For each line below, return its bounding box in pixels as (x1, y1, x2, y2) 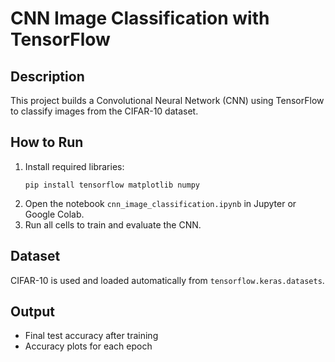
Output (10, 303, 55, 321)
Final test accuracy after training (24, 330, 159, 342)
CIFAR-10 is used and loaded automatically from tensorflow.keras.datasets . (10, 274, 325, 286)
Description (10, 68, 85, 85)
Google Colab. (24, 208, 85, 220)
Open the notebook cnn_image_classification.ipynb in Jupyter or (24, 197, 297, 209)
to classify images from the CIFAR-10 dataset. (10, 105, 199, 117)
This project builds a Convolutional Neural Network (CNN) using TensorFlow (10, 95, 325, 106)
